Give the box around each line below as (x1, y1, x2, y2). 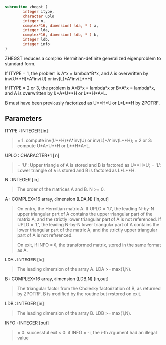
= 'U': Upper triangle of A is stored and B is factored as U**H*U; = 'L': (17, 162, 162, 168)
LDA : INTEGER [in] (5, 257, 44, 262)
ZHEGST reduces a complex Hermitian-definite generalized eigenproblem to (5, 55, 161, 61)
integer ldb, (23, 37, 50, 42)
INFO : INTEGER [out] (5, 320, 49, 326)
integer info (23, 42, 50, 47)
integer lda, (23, 28, 50, 33)
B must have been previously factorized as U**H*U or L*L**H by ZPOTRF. (5, 100, 160, 106)
